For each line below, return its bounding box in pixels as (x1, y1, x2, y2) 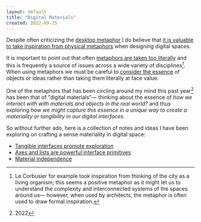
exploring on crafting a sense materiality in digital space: (6, 130, 146, 138)
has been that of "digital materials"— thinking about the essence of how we (6, 94, 193, 101)
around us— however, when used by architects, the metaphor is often (14, 191, 187, 199)
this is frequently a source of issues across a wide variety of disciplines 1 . (6, 61, 186, 69)
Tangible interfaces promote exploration (14, 142, 114, 149)
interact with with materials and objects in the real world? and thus (6, 100, 171, 107)
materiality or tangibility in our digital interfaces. (6, 112, 126, 120)
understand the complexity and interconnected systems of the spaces (14, 185, 188, 192)
